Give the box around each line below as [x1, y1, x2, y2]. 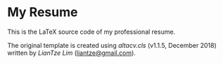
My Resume [7, 4, 78, 20]
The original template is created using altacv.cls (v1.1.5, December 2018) [7, 41, 217, 49]
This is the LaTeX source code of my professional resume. [7, 27, 176, 36]
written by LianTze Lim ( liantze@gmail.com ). [7, 49, 136, 57]
